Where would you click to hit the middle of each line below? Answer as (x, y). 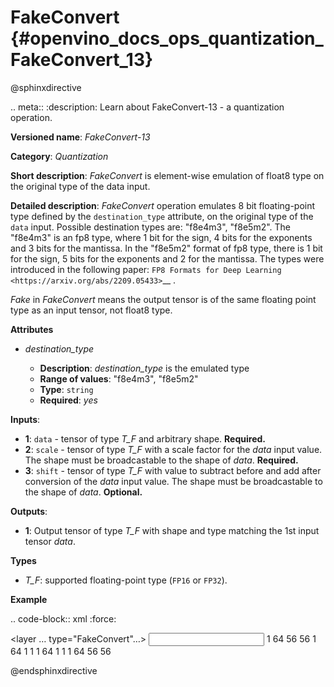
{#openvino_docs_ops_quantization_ (167, 38)
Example (29, 599)
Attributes (32, 329)
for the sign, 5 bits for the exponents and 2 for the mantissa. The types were (167, 258)
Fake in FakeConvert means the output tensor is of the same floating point (163, 299)
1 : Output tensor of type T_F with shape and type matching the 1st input (172, 530)
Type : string (66, 389)
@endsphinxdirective (54, 670)
